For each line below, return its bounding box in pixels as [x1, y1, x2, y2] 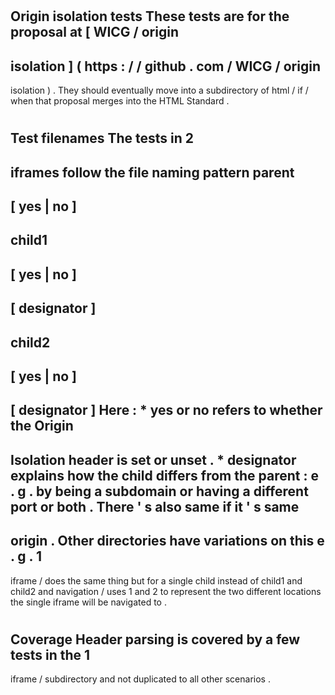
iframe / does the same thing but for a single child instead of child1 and [10, 574, 303, 587]
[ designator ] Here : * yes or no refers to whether [10, 402, 323, 419]
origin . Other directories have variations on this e [10, 533, 325, 550]
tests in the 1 [10, 646, 91, 663]
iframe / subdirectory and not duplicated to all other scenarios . [10, 673, 271, 685]
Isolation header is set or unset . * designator [10, 451, 297, 468]
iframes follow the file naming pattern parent [10, 164, 295, 181]
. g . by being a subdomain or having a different [10, 483, 309, 500]
